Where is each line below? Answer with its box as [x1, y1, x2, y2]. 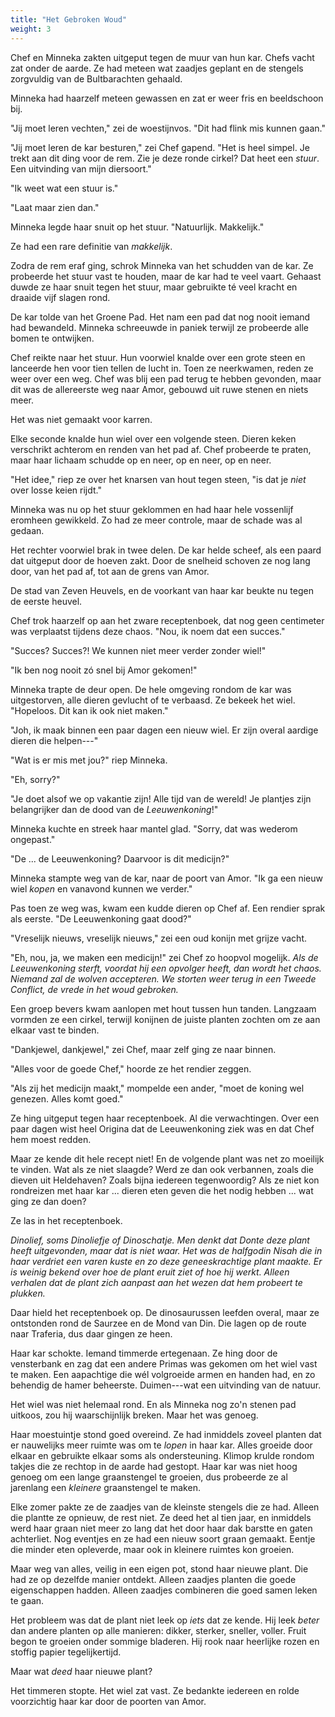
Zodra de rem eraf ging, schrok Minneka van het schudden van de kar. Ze [10, 259, 314, 271]
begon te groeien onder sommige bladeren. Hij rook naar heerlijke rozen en [10, 1635, 320, 1647]
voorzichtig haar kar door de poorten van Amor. [10, 1695, 207, 1707]
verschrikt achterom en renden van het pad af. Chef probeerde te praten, [10, 443, 312, 455]
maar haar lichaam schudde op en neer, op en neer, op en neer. [10, 454, 272, 466]
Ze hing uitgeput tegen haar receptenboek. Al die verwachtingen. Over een [10, 1112, 320, 1124]
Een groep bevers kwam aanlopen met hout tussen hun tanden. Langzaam [10, 1002, 317, 1015]
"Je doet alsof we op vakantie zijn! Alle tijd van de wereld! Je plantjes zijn [10, 792, 312, 805]
